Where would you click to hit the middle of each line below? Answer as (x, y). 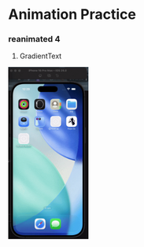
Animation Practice (72, 15)
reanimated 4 (34, 39)
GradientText (41, 56)
